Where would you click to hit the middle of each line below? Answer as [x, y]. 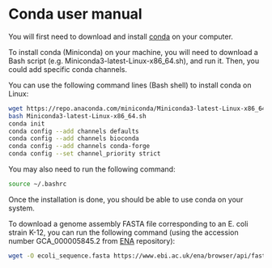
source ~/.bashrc [38, 184]
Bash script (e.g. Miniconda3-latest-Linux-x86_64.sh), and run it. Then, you [134, 61]
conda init [27, 123]
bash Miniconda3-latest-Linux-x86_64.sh [78, 116]
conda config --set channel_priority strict [85, 154]
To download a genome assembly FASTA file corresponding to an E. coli [128, 223]
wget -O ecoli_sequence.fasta [59, 256]
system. [21, 208]
